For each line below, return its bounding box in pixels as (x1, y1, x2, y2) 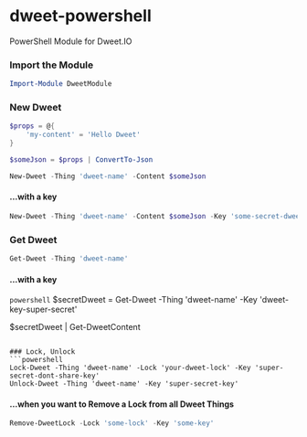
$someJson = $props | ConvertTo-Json (9, 155, 153, 165)
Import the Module (9, 59, 94, 71)
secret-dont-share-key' (9, 371, 101, 380)
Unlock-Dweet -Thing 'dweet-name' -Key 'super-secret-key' (9, 379, 239, 389)
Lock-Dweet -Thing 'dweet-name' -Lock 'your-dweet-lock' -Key (9, 363, 251, 373)
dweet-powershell (9, 5, 153, 27)
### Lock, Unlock (9, 347, 76, 357)
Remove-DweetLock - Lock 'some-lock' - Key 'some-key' (9, 419, 215, 428)
